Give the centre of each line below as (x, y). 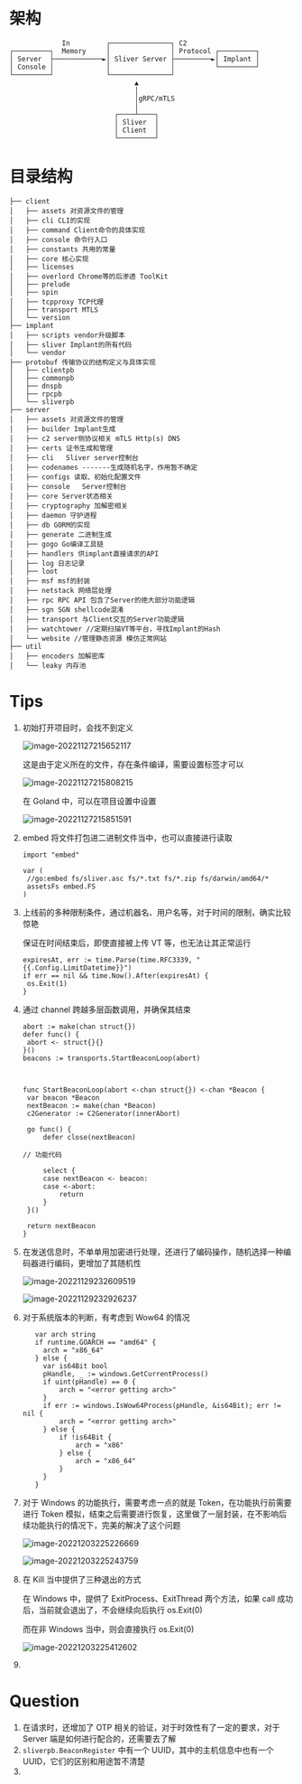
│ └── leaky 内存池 (48, 665)
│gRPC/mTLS (155, 99)
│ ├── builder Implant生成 (63, 429)
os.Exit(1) (47, 983)
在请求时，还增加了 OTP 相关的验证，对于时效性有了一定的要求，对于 (151, 1727)
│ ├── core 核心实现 (49, 258)
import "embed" (51, 855)
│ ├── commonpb (42, 378)
